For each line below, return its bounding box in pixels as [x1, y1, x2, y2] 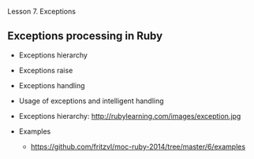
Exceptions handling [18, 80, 85, 90]
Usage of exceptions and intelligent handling [18, 96, 164, 105]
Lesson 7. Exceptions [7, 7, 77, 16]
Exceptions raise [18, 65, 73, 75]
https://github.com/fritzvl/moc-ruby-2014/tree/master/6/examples [30, 142, 246, 151]
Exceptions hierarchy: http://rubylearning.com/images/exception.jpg [18, 111, 241, 120]
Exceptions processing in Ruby [7, 29, 163, 43]
